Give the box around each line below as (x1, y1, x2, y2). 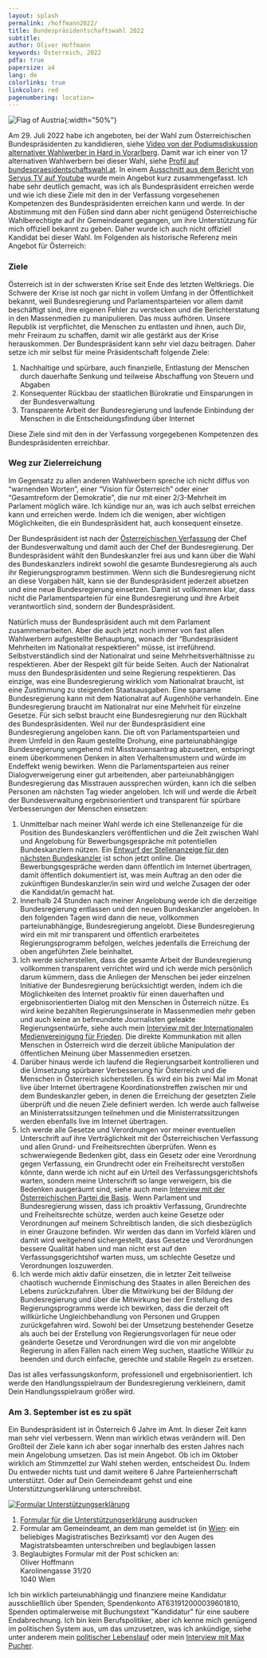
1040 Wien (19, 1575, 56, 1584)
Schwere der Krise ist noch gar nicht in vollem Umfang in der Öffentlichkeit (8, 288, 253, 297)
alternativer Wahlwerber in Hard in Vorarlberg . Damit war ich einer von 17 (8, 148, 249, 157)
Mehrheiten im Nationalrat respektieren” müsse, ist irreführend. (8, 642, 216, 652)
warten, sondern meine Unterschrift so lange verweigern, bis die (19, 1175, 233, 1185)
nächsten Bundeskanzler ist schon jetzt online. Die (19, 853, 187, 863)
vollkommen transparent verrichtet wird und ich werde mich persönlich (19, 964, 253, 973)
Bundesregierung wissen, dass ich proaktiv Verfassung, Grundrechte (19, 1201, 247, 1211)
